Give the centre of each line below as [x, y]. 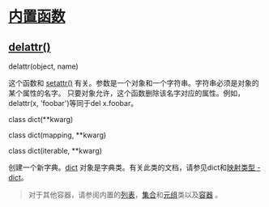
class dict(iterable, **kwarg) [56, 151]
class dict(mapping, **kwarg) [58, 135]
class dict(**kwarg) [41, 119]
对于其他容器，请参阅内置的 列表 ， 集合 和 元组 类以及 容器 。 [125, 194]
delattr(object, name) [43, 66]
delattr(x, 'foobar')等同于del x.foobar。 [73, 103]
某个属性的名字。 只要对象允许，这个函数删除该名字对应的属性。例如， [126, 93]
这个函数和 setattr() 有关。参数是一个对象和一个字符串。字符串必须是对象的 [134, 83]
